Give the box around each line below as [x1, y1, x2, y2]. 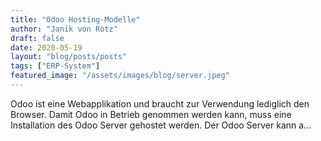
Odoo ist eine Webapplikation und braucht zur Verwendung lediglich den [10, 97, 310, 110]
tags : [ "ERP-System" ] [10, 61, 101, 71]
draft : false [10, 33, 65, 43]
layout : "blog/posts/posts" [10, 52, 128, 62]
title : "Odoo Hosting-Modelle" [10, 14, 141, 25]
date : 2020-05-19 [10, 42, 83, 53]
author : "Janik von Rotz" [10, 24, 118, 34]
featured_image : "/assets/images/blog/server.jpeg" [10, 71, 230, 81]
